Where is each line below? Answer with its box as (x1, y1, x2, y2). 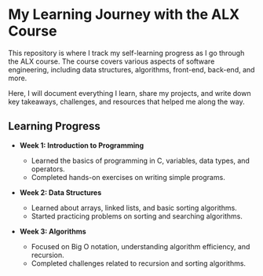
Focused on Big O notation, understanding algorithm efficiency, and (31, 241, 250, 251)
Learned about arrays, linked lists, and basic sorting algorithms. (31, 203, 237, 212)
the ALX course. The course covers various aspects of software (8, 57, 215, 66)
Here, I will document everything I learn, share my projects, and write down (8, 88, 251, 98)
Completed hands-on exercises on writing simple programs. (31, 172, 225, 182)
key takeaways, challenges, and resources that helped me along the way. (8, 97, 245, 106)
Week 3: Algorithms (19, 226, 86, 236)
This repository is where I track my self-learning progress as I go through (8, 48, 245, 57)
